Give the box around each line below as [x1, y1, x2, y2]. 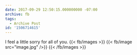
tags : [5, 16, 16, 21]
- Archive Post [9, 21, 41, 26]
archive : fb [5, 12, 29, 17]
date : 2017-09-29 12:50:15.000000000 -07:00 [5, 7, 98, 12]
